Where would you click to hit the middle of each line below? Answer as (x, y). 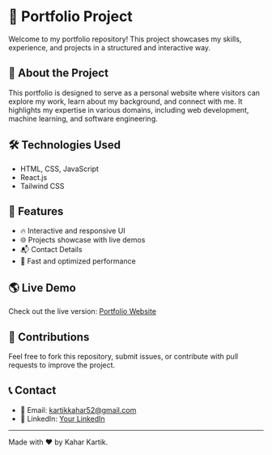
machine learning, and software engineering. (83, 118)
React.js (34, 177)
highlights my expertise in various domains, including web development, (129, 109)
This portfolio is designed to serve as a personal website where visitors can (134, 92)
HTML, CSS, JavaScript (59, 169)
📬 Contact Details (51, 250)
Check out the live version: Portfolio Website (82, 311)
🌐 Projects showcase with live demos (83, 240)
